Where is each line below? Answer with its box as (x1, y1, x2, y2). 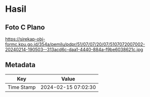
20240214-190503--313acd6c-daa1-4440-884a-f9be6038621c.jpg (5, 47, 144, 52)
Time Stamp (7, 84, 36, 91)
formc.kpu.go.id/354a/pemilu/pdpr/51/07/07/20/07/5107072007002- (5, 41, 145, 47)
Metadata (5, 61, 36, 69)
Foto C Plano (5, 23, 45, 32)
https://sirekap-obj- (5, 36, 46, 42)
